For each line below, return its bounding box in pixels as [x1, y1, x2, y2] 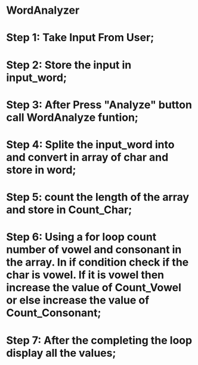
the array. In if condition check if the [6, 255, 189, 269]
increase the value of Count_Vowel [6, 281, 182, 295]
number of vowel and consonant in [6, 243, 182, 257]
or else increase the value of [6, 294, 150, 307]
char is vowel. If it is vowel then [6, 269, 165, 282]
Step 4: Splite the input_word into [6, 138, 175, 151]
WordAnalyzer [6, 4, 80, 17]
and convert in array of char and [6, 150, 169, 164]
